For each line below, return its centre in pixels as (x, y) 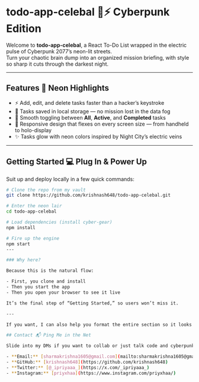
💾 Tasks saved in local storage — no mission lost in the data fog (92, 111)
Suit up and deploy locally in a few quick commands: (70, 179)
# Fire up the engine (33, 238)
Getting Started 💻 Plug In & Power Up (76, 162)
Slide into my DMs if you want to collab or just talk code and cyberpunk (100, 346)
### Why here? (24, 260)
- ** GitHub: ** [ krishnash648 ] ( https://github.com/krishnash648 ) (87, 362)
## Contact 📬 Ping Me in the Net (49, 335)
